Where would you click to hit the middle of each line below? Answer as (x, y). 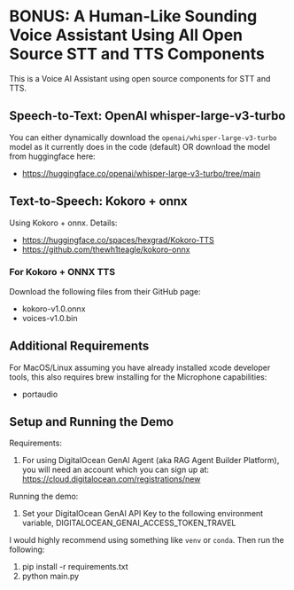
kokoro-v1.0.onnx (54, 309)
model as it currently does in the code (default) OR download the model (140, 146)
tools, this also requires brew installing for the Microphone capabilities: (138, 377)
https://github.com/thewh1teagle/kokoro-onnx (106, 249)
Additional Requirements (79, 346)
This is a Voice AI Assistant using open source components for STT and (140, 78)
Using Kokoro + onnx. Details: (63, 223)
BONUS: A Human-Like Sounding (133, 16)
